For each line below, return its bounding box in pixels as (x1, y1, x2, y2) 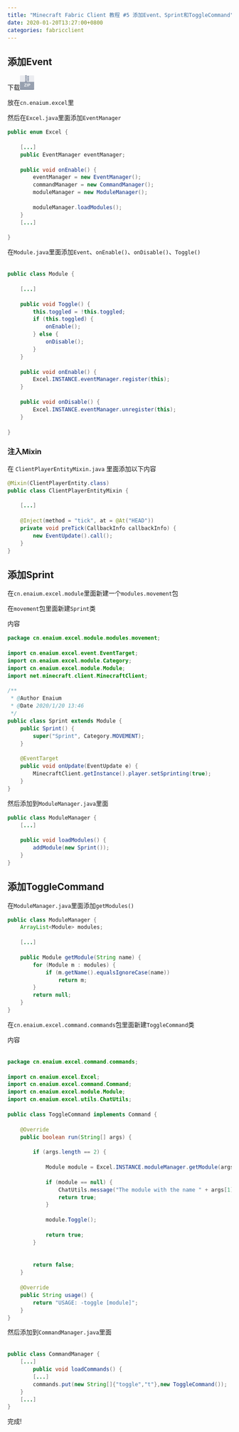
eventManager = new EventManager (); (33, 173, 142, 181)
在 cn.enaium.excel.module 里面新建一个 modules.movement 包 (7, 589, 179, 597)
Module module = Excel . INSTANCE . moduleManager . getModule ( (45, 1164, 221, 1171)
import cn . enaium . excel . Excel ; (7, 1073, 100, 1081)
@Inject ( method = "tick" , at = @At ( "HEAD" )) (20, 518, 154, 525)
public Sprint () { (20, 725, 75, 732)
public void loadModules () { (20, 837, 107, 844)
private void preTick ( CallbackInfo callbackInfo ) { (20, 525, 176, 532)
